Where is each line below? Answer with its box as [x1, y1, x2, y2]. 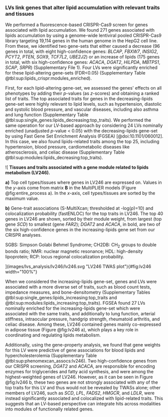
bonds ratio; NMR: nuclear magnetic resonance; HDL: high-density [5, 248, 143, 254]
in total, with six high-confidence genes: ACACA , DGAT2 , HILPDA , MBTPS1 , [5, 59, 160, 65]
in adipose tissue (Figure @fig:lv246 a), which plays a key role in [5, 327, 139, 333]
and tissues [5, 10, 34, 17]
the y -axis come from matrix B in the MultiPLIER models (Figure [5, 185, 136, 191]
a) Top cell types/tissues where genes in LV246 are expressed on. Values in [5, 179, 162, 185]
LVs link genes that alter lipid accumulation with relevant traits [5, 4, 160, 11]
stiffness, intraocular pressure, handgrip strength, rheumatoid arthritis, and [5, 316, 160, 322]
